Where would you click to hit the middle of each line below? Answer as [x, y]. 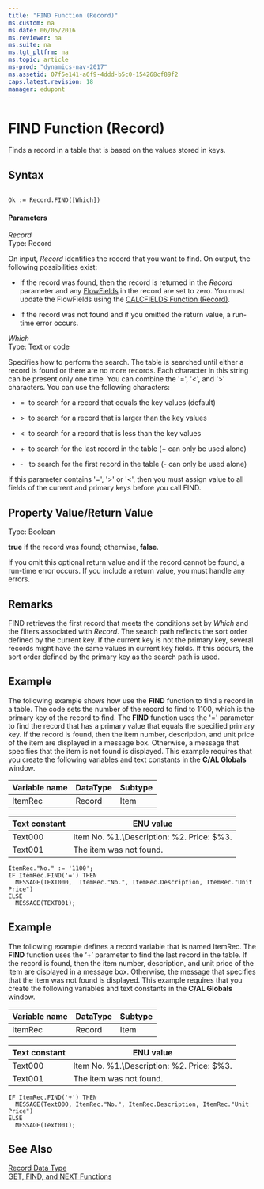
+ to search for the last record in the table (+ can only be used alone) [133, 449]
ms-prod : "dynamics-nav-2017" [58, 67]
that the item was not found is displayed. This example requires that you [125, 980]
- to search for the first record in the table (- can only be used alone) [133, 464]
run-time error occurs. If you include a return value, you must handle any [127, 571]
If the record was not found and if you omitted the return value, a [125, 315]
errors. [19, 579]
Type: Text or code [39, 347]
